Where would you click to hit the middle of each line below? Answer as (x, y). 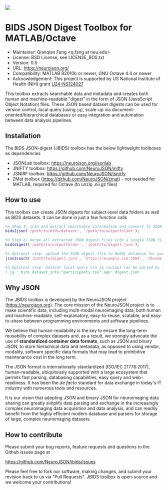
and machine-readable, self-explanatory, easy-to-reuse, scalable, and (77, 315)
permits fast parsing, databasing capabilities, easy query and (68, 377)
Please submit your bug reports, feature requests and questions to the (77, 447)
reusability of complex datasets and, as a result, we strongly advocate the (81, 336)
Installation (23, 136)
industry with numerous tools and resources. (51, 388)
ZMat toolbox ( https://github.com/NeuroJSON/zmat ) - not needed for (84, 179)
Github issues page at (28, 452)
